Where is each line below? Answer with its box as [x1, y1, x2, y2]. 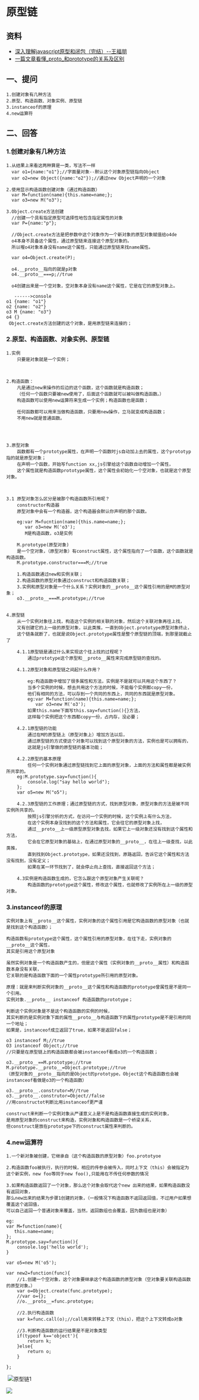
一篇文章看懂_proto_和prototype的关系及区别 [14, 55, 125, 62]
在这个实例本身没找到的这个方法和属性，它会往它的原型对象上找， [27, 820, 165, 826]
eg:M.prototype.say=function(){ [17, 773, 97, 779]
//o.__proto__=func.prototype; [17, 1298, 94, 1305]
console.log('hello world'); [17, 1244, 89, 1250]
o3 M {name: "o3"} [6, 309, 52, 315]
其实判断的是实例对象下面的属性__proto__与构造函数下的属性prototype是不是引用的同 [6, 1015, 191, 1021]
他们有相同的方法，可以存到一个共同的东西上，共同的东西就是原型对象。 [27, 691, 178, 697]
